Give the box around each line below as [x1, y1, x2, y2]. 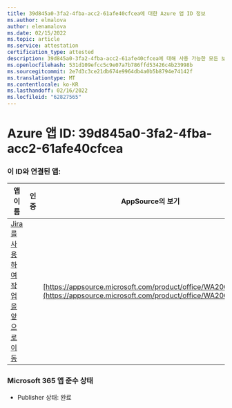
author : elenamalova [7, 23, 67, 30]
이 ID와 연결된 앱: [7, 167, 61, 176]
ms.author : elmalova [7, 17, 67, 24]
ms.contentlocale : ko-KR [7, 81, 79, 88]
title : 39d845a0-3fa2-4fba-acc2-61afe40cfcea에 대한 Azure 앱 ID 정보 [7, 10, 206, 17]
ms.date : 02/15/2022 [7, 29, 67, 37]
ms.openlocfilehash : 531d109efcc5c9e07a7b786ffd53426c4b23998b [7, 62, 193, 68]
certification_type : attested [7, 49, 95, 56]
